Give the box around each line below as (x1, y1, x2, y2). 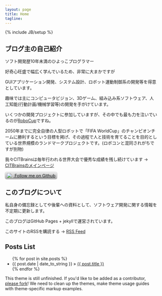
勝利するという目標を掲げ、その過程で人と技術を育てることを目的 (17, 134, 149, 140)
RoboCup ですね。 (17, 118, 54, 124)
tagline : (5, 16, 23, 21)
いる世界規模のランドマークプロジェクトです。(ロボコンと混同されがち (9, 140, 150, 146)
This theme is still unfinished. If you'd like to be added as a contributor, (5, 275, 146, 281)
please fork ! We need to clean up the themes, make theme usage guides (5, 280, 149, 286)
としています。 (5, 85, 35, 91)
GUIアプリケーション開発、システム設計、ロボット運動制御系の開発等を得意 (5, 79, 156, 85)
